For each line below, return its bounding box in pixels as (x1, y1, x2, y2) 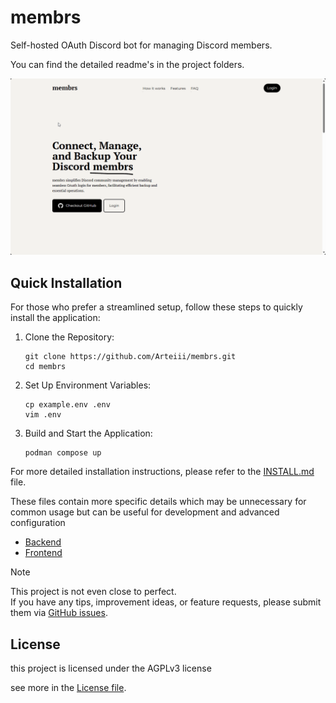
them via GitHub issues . (10, 607, 108, 619)
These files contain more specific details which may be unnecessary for (10, 496, 307, 508)
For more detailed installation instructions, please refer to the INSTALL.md (10, 466, 315, 478)
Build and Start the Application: (24, 427, 153, 440)
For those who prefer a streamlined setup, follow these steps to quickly (10, 301, 303, 313)
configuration (10, 517, 66, 529)
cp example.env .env (24, 400, 111, 410)
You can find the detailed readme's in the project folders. (10, 58, 245, 70)
